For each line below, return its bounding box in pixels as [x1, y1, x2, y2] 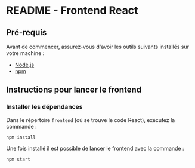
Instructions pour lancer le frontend [6, 85, 142, 95]
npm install [6, 134, 36, 140]
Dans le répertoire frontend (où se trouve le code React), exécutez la [6, 116, 175, 123]
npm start [6, 156, 31, 162]
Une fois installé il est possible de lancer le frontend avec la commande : [6, 145, 184, 152]
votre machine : [6, 50, 45, 57]
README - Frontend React [6, 4, 138, 17]
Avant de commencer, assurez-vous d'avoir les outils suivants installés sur [6, 43, 190, 50]
